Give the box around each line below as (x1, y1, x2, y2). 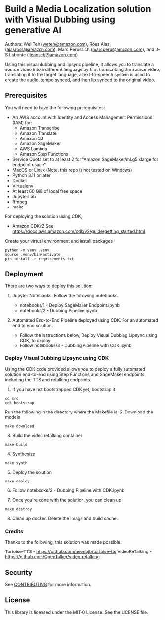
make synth (5, 460, 28, 465)
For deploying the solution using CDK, (5, 213, 82, 219)
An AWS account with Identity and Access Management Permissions (12, 114, 152, 120)
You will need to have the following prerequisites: (5, 104, 105, 110)
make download (5, 423, 35, 429)
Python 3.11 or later (12, 172, 51, 178)
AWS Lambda (19, 145, 48, 152)
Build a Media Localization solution (5, 3, 152, 15)
